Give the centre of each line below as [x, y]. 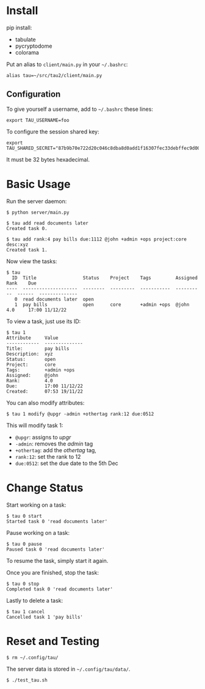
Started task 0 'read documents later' [57, 521]
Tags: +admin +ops [41, 370]
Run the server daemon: [37, 201]
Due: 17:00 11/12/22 [45, 386]
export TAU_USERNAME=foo [38, 120]
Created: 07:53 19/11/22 [45, 391]
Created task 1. [27, 250]
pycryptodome [34, 46]
